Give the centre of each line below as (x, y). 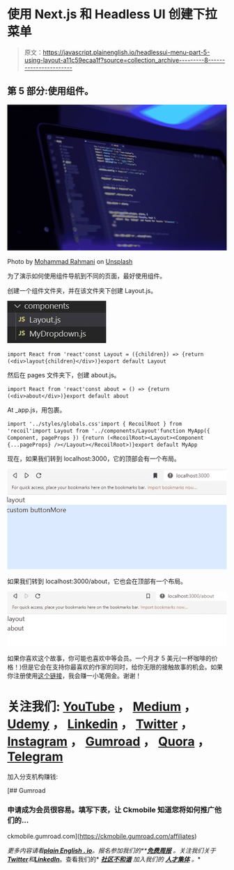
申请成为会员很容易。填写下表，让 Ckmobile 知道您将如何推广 (111, 810)
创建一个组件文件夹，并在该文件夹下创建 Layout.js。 (82, 291)
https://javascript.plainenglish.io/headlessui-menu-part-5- (126, 52)
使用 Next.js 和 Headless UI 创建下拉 (112, 14)
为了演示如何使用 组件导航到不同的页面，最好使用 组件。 (86, 276)
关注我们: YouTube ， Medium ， (102, 706)
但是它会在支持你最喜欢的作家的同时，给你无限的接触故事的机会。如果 (123, 667)
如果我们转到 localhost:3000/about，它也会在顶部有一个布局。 (97, 581)
